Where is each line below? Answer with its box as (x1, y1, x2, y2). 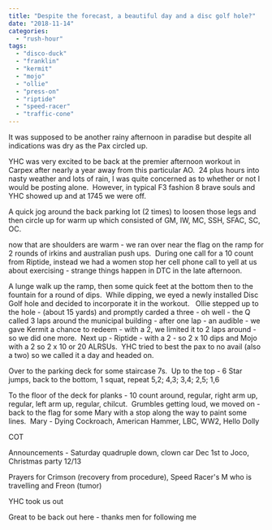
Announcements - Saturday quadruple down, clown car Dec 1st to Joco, (8, 448, 250, 457)
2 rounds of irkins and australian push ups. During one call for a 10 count (8, 248, 254, 258)
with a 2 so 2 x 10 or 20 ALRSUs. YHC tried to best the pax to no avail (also (8, 342, 261, 351)
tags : (8, 42, 27, 50)
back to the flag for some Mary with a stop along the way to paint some (8, 407, 248, 417)
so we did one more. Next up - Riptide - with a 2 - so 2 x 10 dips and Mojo (8, 334, 257, 343)
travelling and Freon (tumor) (8, 480, 102, 490)
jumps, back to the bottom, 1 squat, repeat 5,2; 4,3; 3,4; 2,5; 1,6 (8, 375, 220, 384)
